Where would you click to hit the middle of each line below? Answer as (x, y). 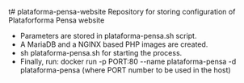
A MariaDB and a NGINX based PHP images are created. (114, 44)
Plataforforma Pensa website (57, 20)
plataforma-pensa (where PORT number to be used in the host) (126, 70)
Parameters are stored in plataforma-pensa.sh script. (108, 36)
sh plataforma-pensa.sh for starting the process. (101, 53)
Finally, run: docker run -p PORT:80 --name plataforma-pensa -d (128, 61)
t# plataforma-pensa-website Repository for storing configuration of (122, 12)
